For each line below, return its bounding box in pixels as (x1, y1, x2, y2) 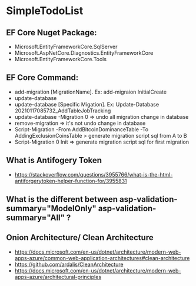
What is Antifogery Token (6, 155, 102, 165)
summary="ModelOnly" (6, 204, 97, 214)
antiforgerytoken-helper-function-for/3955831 (14, 177, 127, 184)
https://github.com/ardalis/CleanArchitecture (14, 261, 124, 268)
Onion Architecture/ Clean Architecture (6, 232, 154, 242)
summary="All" (6, 213, 65, 223)
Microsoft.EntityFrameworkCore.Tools (14, 56, 107, 62)
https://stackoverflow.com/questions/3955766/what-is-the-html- (14, 171, 173, 178)
